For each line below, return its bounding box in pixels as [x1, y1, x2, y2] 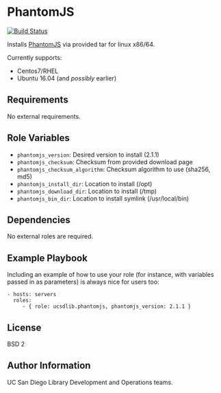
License [7, 322, 42, 333]
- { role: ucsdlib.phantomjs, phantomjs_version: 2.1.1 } [22, 303, 192, 310]
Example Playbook [7, 252, 88, 264]
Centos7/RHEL [16, 67, 59, 75]
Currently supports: [7, 53, 62, 62]
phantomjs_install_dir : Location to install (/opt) [16, 179, 153, 188]
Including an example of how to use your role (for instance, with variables [7, 271, 214, 279]
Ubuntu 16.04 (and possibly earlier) [16, 74, 117, 82]
